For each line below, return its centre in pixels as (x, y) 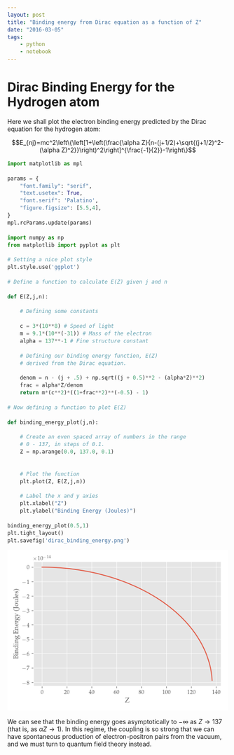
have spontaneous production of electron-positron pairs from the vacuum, (115, 736)
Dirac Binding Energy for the (91, 87)
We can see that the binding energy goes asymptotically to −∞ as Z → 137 (115, 721)
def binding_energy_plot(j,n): (53, 422)
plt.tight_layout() (36, 533)
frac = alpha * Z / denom (51, 385)
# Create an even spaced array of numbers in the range (103, 437)
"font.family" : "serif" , (56, 186)
